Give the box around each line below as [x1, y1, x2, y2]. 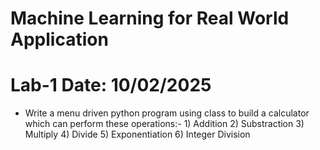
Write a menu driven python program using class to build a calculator [24, 107, 310, 119]
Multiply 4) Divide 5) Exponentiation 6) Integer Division [24, 128, 251, 141]
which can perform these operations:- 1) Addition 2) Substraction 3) [24, 118, 305, 130]
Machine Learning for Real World [10, 7, 290, 30]
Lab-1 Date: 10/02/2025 [10, 74, 212, 97]
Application [10, 28, 109, 51]
